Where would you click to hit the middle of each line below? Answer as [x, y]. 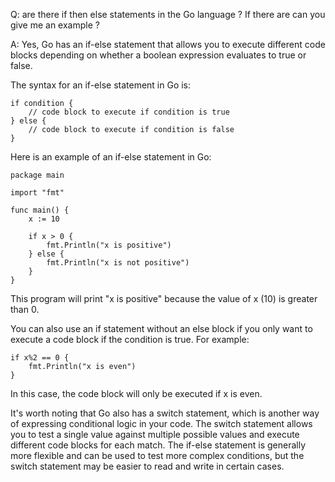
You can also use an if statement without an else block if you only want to [161, 328]
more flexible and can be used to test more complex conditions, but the [157, 455]
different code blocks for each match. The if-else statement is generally [158, 445]
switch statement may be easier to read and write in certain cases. [147, 466]
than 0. [25, 309]
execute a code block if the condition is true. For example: [130, 339]
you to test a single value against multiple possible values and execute [155, 434]
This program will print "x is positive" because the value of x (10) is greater [164, 298]
